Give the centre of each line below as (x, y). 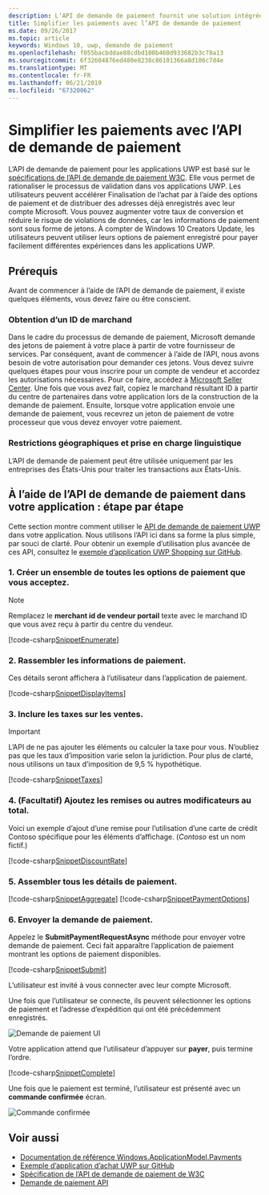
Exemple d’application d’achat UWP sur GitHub (97, 1166)
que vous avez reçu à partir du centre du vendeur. (91, 624)
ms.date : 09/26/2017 (43, 30)
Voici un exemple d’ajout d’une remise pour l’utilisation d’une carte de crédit (133, 828)
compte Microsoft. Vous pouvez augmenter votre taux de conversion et (126, 212)
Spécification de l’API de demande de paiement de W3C (112, 1174)
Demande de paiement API (64, 1183)
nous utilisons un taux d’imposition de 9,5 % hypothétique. (105, 764)
